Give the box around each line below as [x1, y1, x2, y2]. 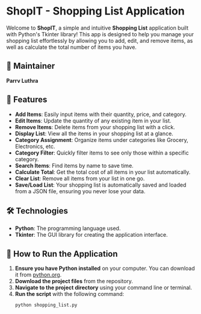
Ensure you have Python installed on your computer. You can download [14, 264, 195, 272]
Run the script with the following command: [14, 290, 125, 298]
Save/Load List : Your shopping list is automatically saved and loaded [14, 181, 187, 188]
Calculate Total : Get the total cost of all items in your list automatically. [14, 168, 191, 176]
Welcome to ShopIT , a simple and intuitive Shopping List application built [6, 24, 189, 31]
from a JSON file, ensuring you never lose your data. [14, 187, 146, 194]
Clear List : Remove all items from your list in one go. [14, 175, 145, 182]
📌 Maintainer [6, 61, 55, 71]
